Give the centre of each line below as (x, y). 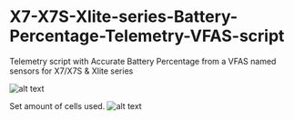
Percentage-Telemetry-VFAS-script (147, 36)
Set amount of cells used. (57, 105)
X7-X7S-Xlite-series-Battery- (124, 17)
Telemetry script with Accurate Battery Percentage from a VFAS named (143, 61)
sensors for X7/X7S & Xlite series (71, 71)
